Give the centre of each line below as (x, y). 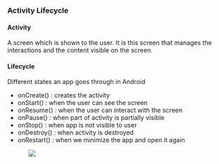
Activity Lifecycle (38, 11)
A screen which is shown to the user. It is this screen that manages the (110, 43)
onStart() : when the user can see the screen (82, 103)
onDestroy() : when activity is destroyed (75, 132)
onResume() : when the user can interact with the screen (100, 110)
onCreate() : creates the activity (64, 95)
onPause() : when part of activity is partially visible (91, 118)
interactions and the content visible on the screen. (80, 50)
